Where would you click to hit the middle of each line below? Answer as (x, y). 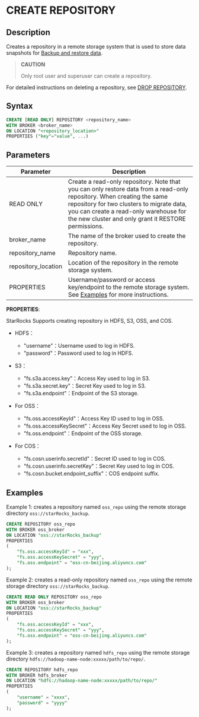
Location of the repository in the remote (123, 263)
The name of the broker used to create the (127, 236)
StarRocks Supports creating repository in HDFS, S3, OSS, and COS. (90, 321)
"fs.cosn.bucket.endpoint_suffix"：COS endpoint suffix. (92, 474)
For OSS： (27, 406)
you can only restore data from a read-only (128, 189)
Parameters (28, 155)
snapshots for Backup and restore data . (54, 53)
